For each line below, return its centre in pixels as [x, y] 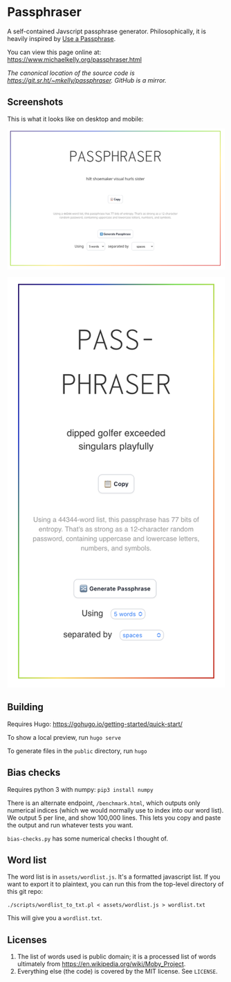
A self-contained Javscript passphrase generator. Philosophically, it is [107, 31]
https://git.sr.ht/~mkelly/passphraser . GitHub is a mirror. [87, 80]
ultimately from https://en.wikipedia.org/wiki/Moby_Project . [101, 964]
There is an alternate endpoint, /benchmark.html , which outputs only [104, 803]
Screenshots [35, 102]
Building [25, 708]
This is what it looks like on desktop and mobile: [75, 119]
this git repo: [25, 892]
